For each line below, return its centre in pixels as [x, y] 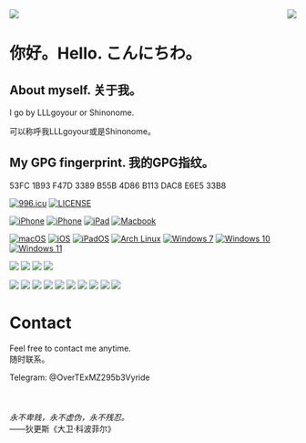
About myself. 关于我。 [76, 90]
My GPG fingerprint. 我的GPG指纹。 [112, 163]
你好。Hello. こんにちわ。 [106, 53]
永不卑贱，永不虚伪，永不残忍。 [69, 417]
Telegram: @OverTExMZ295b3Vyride [80, 377]
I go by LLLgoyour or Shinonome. [72, 112]
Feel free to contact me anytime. [71, 348]
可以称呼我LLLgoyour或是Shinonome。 [83, 131]
